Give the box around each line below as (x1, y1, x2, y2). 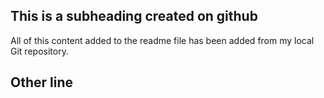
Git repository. (10, 45, 69, 57)
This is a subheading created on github (10, 8, 258, 25)
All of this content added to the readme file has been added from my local (10, 34, 315, 46)
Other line (10, 74, 73, 91)
